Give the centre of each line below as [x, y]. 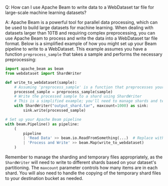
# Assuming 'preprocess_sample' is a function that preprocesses [84, 87]
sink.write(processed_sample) [54, 110]
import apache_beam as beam [34, 69]
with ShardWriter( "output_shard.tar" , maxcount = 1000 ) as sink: [81, 106]
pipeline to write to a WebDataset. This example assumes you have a [76, 49]
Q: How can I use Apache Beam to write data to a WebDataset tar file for [80, 7]
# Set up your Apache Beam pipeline [43, 119]
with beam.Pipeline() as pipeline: [42, 124]
